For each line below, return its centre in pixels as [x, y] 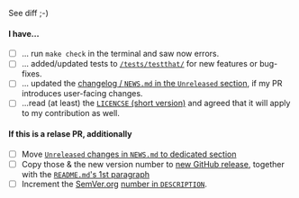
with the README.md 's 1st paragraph [86, 174]
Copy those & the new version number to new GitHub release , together [153, 164]
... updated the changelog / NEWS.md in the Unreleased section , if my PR [152, 84]
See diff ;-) [28, 13]
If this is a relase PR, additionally [70, 134]
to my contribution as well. [71, 113]
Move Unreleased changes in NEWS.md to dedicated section [129, 154]
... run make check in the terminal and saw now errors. [120, 54]
